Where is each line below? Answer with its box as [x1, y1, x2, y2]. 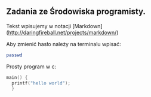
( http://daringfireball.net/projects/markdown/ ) [6, 29, 119, 36]
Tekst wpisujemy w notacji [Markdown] [6, 22, 103, 29]
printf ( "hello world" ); [11, 80, 70, 86]
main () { [6, 74, 28, 80]
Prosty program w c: [6, 63, 57, 70]
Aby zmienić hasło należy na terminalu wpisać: [6, 40, 121, 47]
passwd [6, 52, 23, 58]
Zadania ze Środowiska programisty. [6, 7, 146, 17]
